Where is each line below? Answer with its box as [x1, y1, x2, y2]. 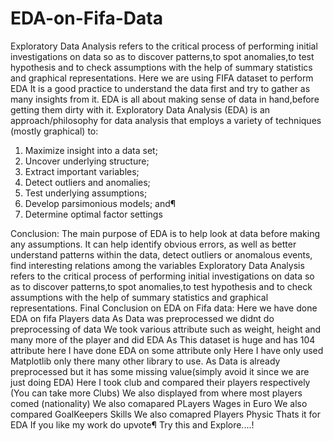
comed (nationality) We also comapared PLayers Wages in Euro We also [10, 397, 308, 409]
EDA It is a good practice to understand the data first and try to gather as [10, 82, 311, 94]
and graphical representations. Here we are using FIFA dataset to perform [10, 72, 314, 84]
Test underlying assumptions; [24, 187, 148, 199]
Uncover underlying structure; [24, 155, 150, 167]
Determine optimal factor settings [24, 208, 163, 220]
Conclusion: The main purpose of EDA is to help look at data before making [10, 227, 321, 239]
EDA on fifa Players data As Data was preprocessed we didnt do [10, 312, 275, 324]
